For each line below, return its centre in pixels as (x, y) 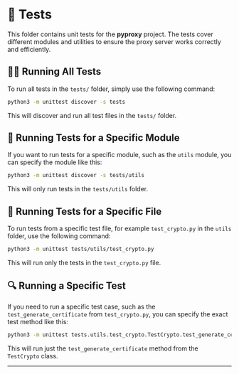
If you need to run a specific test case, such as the (81, 306)
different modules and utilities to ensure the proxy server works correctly (115, 41)
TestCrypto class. (33, 356)
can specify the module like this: (55, 162)
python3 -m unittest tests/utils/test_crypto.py (81, 249)
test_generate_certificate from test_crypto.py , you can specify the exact (118, 314)
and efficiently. (29, 49)
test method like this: (38, 321)
